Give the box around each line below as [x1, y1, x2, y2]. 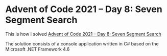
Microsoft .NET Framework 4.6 [5, 46, 70, 52]
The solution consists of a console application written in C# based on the [5, 40, 159, 46]
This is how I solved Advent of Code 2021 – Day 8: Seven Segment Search [5, 31, 162, 37]
